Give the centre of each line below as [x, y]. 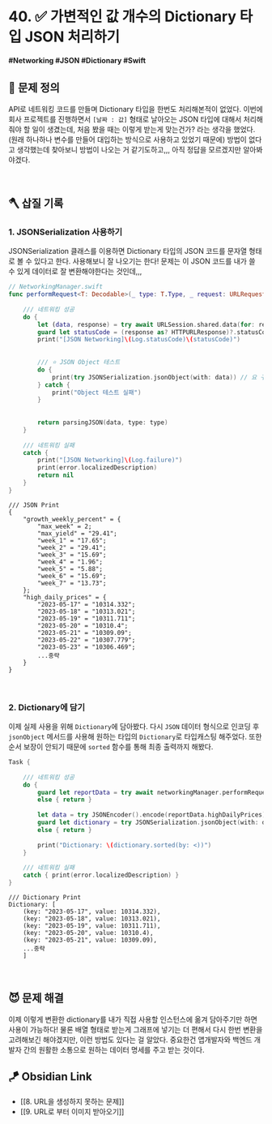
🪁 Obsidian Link [50, 1077]
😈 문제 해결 [36, 998]
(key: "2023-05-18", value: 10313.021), [92, 918]
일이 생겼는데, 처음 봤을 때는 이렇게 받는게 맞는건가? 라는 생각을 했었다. [144, 129]
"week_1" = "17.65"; [72, 540]
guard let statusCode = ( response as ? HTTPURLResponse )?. [137, 332]
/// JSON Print [34, 505]
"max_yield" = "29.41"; [77, 533]
